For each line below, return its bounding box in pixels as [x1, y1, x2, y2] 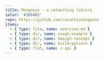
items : [5, 22, 19, 27]
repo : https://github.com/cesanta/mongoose [5, 17, 99, 22]
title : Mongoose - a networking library [5, 7, 93, 13]
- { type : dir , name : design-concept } [10, 36, 95, 42]
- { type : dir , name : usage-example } [10, 31, 93, 36]
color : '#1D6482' [5, 12, 42, 17]
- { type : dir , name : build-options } [10, 41, 93, 46]
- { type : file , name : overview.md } [10, 27, 90, 32]
